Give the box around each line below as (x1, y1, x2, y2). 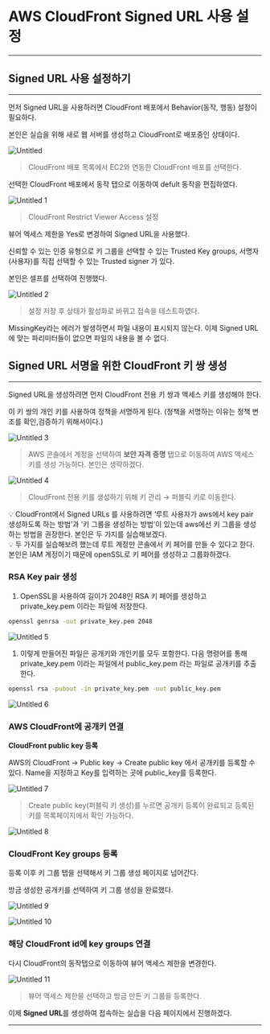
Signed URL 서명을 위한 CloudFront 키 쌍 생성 (8, 359, 227, 373)
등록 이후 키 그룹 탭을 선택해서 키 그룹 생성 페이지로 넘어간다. (8, 868, 199, 878)
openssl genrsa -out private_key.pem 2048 (8, 617, 153, 625)
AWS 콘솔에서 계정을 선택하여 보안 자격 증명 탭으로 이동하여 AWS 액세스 (27, 449, 255, 459)
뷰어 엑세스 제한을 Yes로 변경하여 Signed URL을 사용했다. (8, 229, 190, 238)
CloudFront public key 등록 (8, 740, 99, 750)
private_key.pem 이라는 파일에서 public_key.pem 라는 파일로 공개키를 (19, 658, 243, 668)
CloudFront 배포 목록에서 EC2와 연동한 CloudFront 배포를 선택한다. (27, 162, 242, 171)
